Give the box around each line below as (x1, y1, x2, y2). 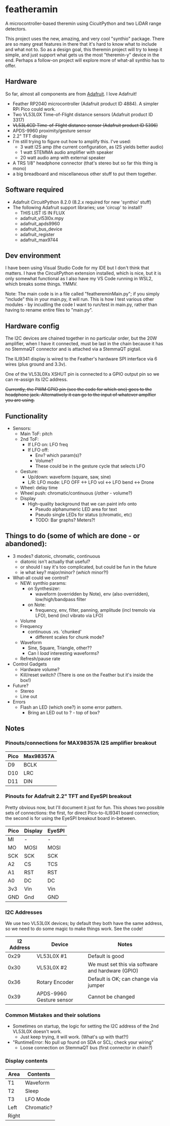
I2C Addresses (5, 909, 42, 916)
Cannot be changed (88, 993, 135, 1001)
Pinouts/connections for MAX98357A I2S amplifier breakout (5, 740, 157, 747)
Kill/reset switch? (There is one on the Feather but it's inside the (20, 672, 153, 678)
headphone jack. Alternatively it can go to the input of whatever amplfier (5, 392, 156, 398)
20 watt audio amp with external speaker (20, 154, 106, 160)
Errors (12, 699, 26, 705)
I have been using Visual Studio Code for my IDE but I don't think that (5, 265, 149, 271)
